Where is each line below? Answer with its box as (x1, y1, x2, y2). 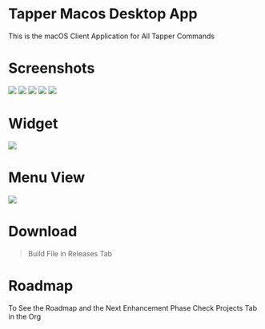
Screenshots (8, 59, 95, 77)
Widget (8, 115, 58, 133)
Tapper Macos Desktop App (8, 5, 198, 23)
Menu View (8, 168, 86, 186)
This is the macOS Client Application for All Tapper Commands (8, 31, 215, 41)
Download (8, 222, 78, 240)
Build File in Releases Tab (27, 248, 113, 258)
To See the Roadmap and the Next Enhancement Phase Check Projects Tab (8, 303, 258, 312)
